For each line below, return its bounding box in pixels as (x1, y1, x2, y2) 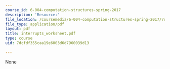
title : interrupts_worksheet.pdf (5, 31, 76, 36)
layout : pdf (5, 26, 30, 31)
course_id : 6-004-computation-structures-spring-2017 (5, 7, 121, 13)
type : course (5, 36, 33, 41)
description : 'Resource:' (5, 12, 60, 17)
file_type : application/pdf (5, 21, 65, 27)
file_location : (5, 17, 37, 22)
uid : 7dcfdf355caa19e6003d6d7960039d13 (5, 41, 90, 46)
